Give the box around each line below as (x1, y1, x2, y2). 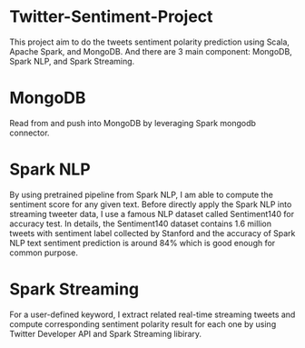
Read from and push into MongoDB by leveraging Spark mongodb (9, 117, 257, 128)
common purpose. (9, 247, 79, 258)
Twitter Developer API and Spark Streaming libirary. (9, 328, 202, 339)
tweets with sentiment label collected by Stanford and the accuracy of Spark (9, 227, 296, 238)
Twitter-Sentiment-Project (9, 6, 213, 27)
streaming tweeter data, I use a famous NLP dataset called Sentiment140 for (9, 208, 295, 219)
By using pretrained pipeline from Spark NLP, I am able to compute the (9, 189, 274, 200)
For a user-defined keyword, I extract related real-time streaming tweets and (9, 309, 296, 320)
